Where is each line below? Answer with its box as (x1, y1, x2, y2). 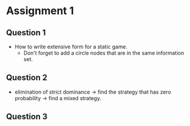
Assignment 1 (6, 4, 74, 18)
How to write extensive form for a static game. (14, 43, 128, 50)
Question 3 (6, 112, 48, 122)
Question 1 (6, 28, 46, 38)
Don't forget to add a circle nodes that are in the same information (23, 49, 185, 57)
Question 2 (6, 72, 48, 83)
